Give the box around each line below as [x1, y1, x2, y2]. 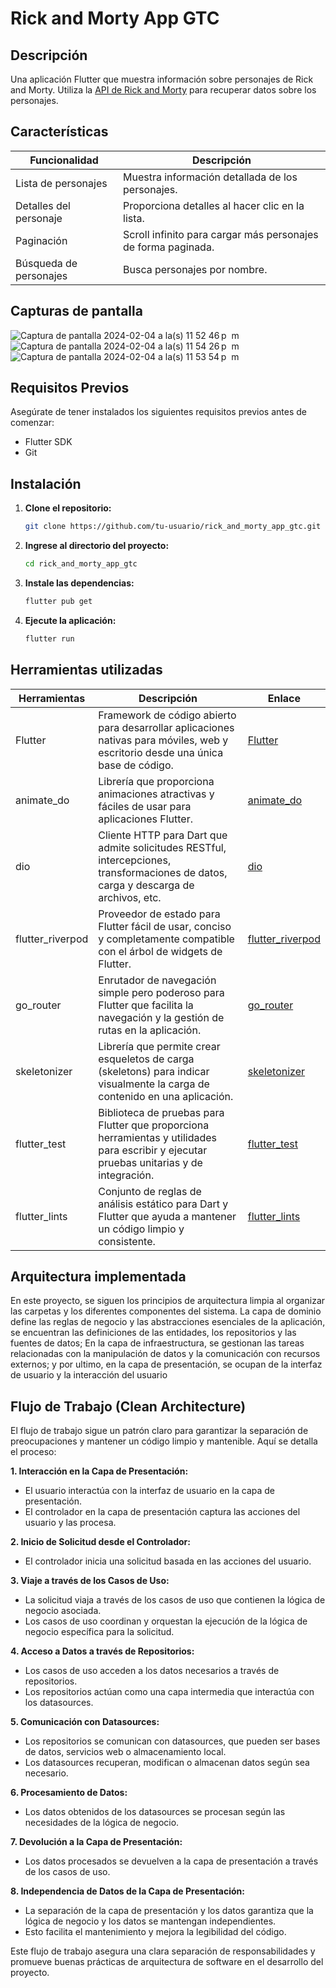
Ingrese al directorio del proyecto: [24, 540, 170, 552]
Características [10, 123, 109, 141]
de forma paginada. [123, 240, 215, 254]
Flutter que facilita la [98, 998, 194, 1012]
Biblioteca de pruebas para [98, 1105, 225, 1119]
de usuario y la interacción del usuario [10, 1369, 168, 1381]
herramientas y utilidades [98, 1130, 218, 1144]
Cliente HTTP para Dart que [98, 828, 228, 842]
